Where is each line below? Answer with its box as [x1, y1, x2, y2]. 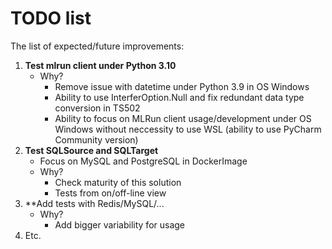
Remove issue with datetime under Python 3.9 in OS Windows [54, 80, 310, 92]
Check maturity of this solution [54, 176, 182, 188]
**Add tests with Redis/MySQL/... [24, 197, 165, 209]
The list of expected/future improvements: [10, 40, 185, 52]
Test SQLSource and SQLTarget [24, 144, 159, 156]
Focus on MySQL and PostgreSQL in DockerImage [39, 155, 248, 167]
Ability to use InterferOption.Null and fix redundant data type [54, 91, 305, 103]
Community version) [54, 133, 139, 146]
